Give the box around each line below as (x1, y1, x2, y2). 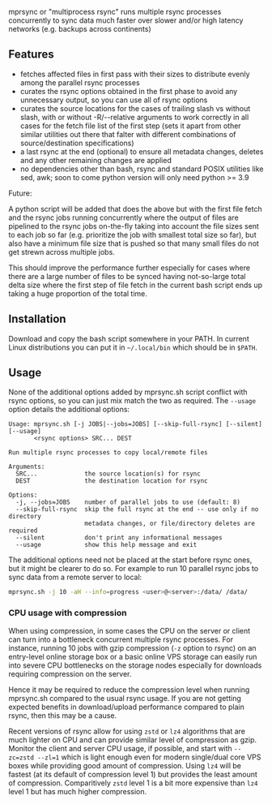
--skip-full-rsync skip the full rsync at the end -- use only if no (15, 505, 259, 514)
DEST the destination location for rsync (15, 477, 208, 485)
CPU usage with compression (8, 608, 127, 619)
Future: (8, 188, 32, 198)
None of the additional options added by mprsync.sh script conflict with (8, 387, 249, 397)
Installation (8, 312, 66, 326)
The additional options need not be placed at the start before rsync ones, (8, 555, 253, 565)
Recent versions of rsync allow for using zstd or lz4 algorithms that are (8, 726, 245, 736)
